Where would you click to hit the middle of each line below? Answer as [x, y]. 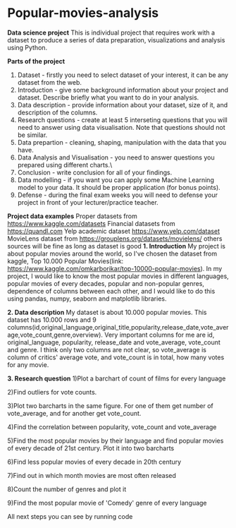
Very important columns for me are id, [160, 335]
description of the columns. [57, 112]
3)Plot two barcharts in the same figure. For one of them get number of [110, 406]
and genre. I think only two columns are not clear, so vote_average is [107, 349]
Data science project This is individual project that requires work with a [111, 32]
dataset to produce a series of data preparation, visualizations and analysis [116, 40]
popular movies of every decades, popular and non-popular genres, [106, 283]
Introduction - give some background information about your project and [123, 90]
